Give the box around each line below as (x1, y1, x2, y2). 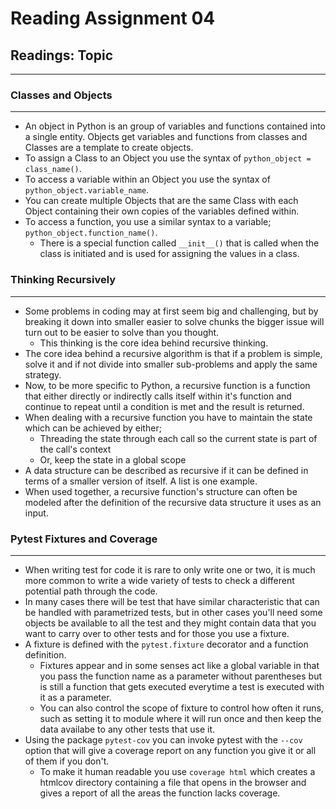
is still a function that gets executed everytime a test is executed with (39, 680, 325, 692)
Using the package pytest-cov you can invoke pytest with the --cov (24, 733, 303, 746)
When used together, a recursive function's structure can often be (24, 485, 298, 497)
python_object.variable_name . (24, 184, 150, 196)
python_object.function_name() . (24, 227, 158, 239)
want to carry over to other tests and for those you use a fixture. (24, 627, 290, 639)
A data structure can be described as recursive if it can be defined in (24, 464, 309, 476)
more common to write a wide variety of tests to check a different (24, 574, 295, 586)
